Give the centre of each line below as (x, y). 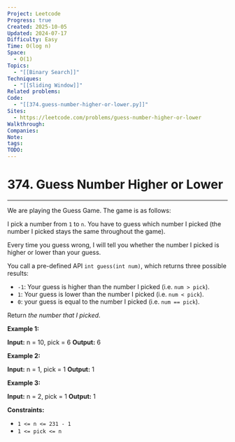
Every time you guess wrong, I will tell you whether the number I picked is (113, 244)
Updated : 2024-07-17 (37, 33)
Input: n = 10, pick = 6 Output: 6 (54, 342)
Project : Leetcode (34, 14)
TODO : (15, 150)
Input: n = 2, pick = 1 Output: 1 (51, 396)
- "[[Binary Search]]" (47, 72)
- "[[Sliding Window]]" (48, 85)
